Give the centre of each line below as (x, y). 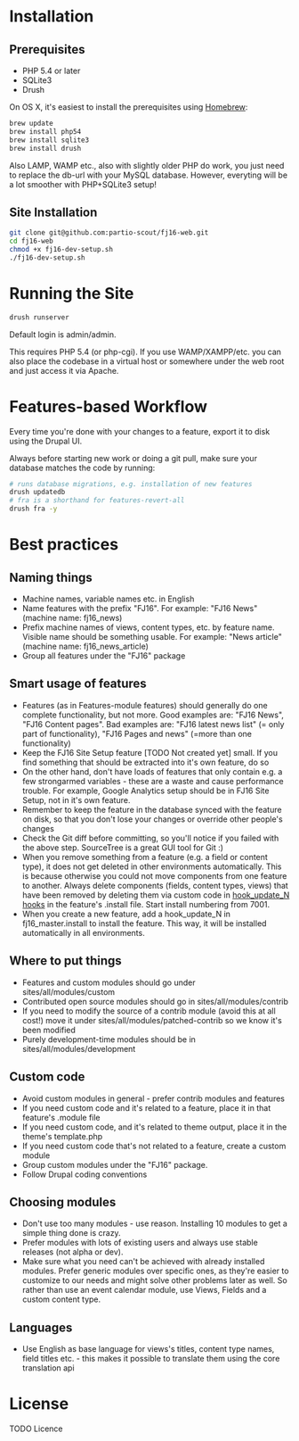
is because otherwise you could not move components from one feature (154, 875)
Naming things (51, 577)
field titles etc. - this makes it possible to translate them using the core (151, 1359)
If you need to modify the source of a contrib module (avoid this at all (149, 1011)
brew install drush (45, 148)
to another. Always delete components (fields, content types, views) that (155, 885)
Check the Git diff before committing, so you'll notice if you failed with (150, 838)
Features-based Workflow (108, 406)
